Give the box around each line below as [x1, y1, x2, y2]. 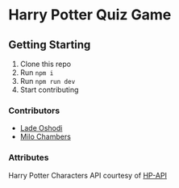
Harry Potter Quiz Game [8, 6, 172, 24]
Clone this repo [19, 59, 71, 69]
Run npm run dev [19, 77, 76, 86]
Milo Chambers [19, 132, 71, 142]
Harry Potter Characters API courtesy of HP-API [8, 170, 168, 180]
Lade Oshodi [19, 123, 63, 133]
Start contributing [19, 85, 79, 94]
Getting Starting [8, 38, 91, 52]
